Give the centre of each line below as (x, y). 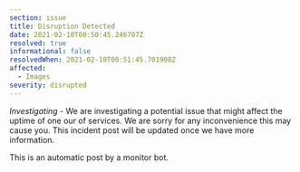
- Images (34, 77)
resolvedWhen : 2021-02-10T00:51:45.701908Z (93, 60)
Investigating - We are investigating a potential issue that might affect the (146, 110)
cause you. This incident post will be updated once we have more (132, 130)
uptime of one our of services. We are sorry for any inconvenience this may (150, 120)
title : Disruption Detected (63, 26)
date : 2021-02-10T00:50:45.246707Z (77, 34)
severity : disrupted (48, 85)
